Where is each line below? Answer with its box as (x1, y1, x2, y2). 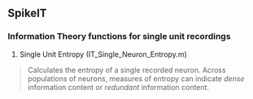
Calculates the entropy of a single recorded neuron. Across (27, 65, 226, 75)
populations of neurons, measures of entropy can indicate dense (27, 73, 245, 84)
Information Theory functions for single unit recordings (7, 31, 231, 42)
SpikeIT (7, 6, 47, 20)
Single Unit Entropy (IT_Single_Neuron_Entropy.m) (19, 49, 188, 59)
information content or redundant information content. (27, 82, 209, 92)
